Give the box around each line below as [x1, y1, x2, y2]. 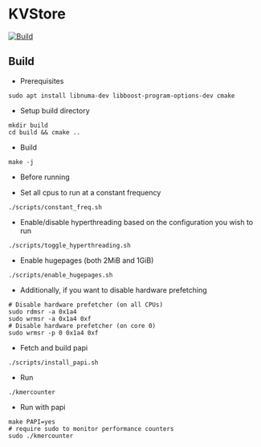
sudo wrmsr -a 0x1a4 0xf [8, 314, 92, 322]
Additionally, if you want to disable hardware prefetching [19, 285, 207, 294]
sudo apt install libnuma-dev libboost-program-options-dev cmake [8, 92, 235, 100]
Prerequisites [19, 76, 64, 85]
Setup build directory [19, 105, 90, 115]
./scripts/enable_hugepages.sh [8, 271, 113, 279]
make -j [8, 158, 35, 166]
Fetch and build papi [19, 342, 88, 352]
